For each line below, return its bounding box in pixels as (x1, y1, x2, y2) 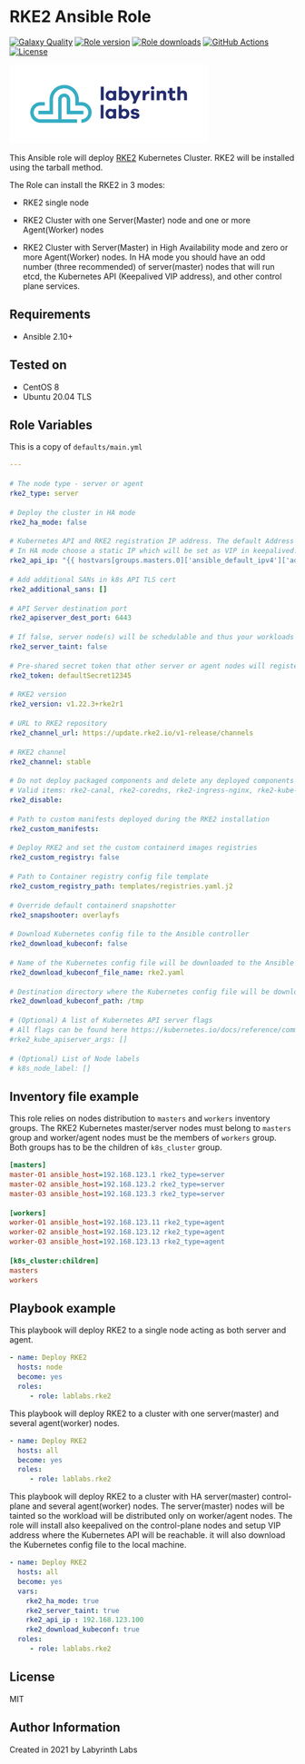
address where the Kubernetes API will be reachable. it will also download (9, 1530, 286, 1541)
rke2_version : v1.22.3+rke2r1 (9, 699, 124, 709)
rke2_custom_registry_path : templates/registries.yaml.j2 (9, 881, 233, 891)
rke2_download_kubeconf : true (25, 1625, 141, 1634)
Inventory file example (9, 1088, 139, 1105)
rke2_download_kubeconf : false (9, 939, 128, 948)
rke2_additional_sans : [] (9, 584, 107, 594)
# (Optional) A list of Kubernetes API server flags (9, 1016, 213, 1026)
